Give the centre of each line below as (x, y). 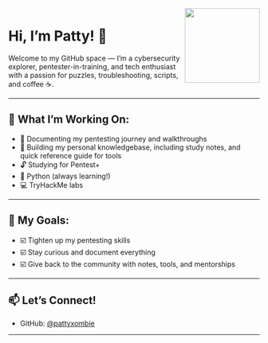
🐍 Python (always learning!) (65, 176)
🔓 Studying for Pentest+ (60, 164)
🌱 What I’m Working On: (69, 120)
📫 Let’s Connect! (52, 300)
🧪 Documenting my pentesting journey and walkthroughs (113, 138)
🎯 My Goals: (39, 221)
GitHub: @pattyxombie (57, 324)
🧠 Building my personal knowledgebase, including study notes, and (130, 147)
